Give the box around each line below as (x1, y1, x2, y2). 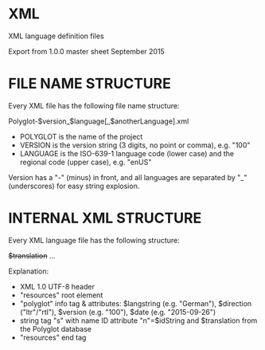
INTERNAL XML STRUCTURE (8, 209, 202, 227)
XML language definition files (8, 31, 105, 41)
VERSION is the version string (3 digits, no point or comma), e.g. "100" (19, 140, 251, 150)
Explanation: (8, 266, 49, 276)
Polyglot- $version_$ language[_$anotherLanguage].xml (8, 116, 189, 126)
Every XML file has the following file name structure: (8, 100, 180, 110)
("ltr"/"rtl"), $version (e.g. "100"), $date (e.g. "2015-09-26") (19, 307, 216, 317)
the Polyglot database (19, 324, 92, 333)
